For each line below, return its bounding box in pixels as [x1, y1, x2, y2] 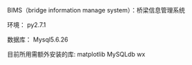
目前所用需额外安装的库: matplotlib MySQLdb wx [7, 50, 146, 58]
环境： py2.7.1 [7, 21, 46, 29]
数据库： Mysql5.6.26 [7, 35, 68, 44]
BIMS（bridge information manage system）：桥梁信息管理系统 [7, 6, 185, 14]
